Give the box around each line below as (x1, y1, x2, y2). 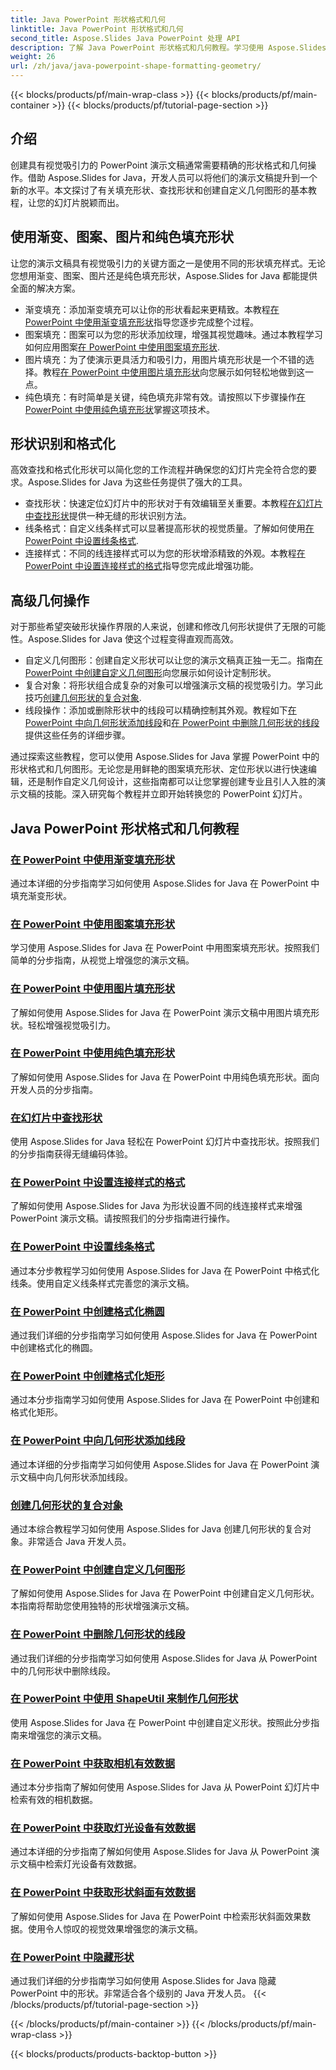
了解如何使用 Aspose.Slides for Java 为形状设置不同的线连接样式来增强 (10, 1200, 303, 1212)
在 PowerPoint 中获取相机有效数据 (10, 1756, 176, 1770)
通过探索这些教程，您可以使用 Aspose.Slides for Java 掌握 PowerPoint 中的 (10, 751, 320, 763)
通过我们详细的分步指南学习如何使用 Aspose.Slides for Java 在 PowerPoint (10, 1329, 318, 1341)
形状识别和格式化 (10, 436, 116, 453)
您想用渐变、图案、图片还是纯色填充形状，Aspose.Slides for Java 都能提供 (10, 269, 318, 281)
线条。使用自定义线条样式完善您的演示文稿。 (10, 1277, 195, 1289)
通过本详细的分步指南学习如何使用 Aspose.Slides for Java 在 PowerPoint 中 (10, 877, 320, 889)
